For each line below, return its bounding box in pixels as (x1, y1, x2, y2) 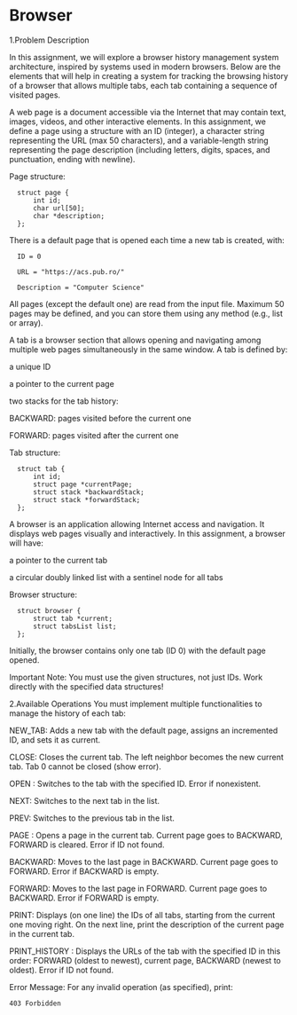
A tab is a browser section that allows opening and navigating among (9, 334, 262, 345)
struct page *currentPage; (32, 480, 133, 489)
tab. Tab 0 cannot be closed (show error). (9, 760, 161, 772)
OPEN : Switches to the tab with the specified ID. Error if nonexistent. (9, 778, 262, 789)
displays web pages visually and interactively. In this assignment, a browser (9, 528, 286, 539)
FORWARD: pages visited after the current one (9, 429, 179, 440)
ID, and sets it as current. (9, 734, 101, 745)
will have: (9, 538, 44, 548)
